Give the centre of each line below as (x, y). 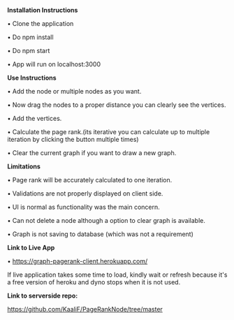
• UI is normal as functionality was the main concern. (84, 207)
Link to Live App (31, 248)
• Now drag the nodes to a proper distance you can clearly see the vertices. (117, 105)
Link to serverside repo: (43, 296)
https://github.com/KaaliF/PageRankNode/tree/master (85, 309)
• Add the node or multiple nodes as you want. (74, 91)
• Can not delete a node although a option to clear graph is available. (107, 220)
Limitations (24, 166)
